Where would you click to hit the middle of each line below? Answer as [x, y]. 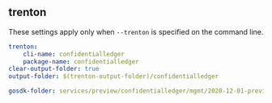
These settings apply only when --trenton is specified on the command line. [136, 31]
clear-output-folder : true [54, 69]
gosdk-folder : [32, 91]
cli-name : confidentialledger [74, 54]
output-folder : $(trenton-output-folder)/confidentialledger [114, 76]
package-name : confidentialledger [81, 62]
